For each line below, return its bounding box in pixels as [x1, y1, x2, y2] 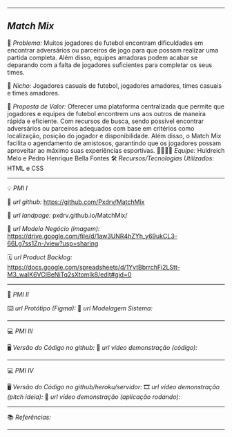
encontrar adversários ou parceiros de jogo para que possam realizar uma [7, 46, 219, 54]
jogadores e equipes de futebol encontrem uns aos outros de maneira [7, 109, 206, 118]
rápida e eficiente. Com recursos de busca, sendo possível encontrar [7, 117, 204, 125]
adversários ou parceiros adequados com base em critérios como [7, 124, 195, 132]
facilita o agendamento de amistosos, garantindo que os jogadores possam [7, 139, 222, 147]
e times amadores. [7, 89, 60, 97]
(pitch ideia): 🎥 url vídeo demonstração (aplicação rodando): [7, 392, 181, 401]
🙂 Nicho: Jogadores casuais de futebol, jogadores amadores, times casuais [7, 81, 222, 90]
